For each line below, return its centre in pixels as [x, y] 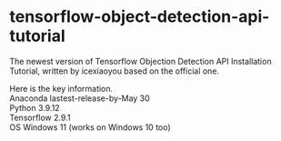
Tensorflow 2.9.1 [40, 117]
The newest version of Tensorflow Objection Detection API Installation [140, 61]
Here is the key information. [61, 88]
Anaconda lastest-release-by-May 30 [80, 98]
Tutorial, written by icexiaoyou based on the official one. [115, 71]
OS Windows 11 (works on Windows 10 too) [90, 127]
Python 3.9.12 [35, 107]
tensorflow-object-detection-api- [140, 17]
